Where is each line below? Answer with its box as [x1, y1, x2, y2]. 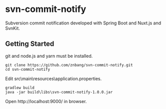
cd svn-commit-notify [5, 67, 50, 72]
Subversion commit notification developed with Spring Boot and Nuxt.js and [5, 20, 161, 26]
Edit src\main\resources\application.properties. [5, 76, 102, 82]
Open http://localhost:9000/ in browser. [5, 98, 87, 104]
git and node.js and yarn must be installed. [5, 53, 93, 59]
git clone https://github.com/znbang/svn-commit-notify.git [5, 62, 133, 68]
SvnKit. [5, 25, 20, 31]
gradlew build [5, 85, 35, 90]
